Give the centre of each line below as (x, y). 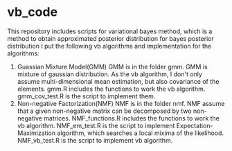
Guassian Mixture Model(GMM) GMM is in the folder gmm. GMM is (112, 66)
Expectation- (195, 125)
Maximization (36, 133)
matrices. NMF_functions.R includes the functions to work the (132, 118)
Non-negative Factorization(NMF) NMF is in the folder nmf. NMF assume (121, 103)
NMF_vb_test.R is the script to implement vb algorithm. (95, 140)
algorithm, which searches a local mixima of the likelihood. (140, 133)
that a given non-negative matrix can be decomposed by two (104, 111)
